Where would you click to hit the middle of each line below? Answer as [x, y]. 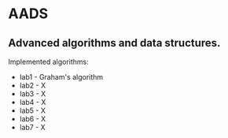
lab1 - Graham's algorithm [61, 77]
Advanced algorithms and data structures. [114, 43]
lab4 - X [33, 102]
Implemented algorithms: [48, 62]
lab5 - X [32, 110]
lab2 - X [33, 85]
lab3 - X [33, 94]
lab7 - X [32, 127]
